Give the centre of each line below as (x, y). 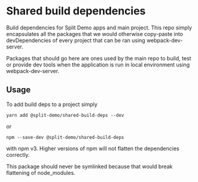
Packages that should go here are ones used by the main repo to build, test (99, 58)
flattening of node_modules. (41, 172)
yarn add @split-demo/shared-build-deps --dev (65, 115)
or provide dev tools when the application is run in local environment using (98, 65)
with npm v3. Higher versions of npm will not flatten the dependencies (93, 148)
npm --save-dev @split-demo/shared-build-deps (65, 137)
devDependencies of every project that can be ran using (76, 40)
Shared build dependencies (76, 11)
